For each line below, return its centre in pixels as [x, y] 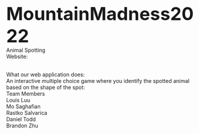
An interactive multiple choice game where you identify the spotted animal [98, 81]
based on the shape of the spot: [46, 87]
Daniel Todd [21, 119]
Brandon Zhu [22, 126]
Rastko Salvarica [27, 113]
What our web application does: [46, 75]
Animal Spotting [26, 50]
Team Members [25, 94]
